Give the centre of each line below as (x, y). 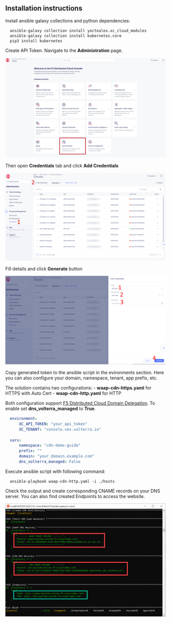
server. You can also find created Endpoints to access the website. (75, 496)
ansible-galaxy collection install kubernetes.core (66, 36)
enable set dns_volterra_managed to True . (50, 409)
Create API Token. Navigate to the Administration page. (64, 50)
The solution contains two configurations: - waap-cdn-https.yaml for (78, 388)
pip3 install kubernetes (36, 41)
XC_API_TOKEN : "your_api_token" (53, 424)
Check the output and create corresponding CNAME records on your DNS (83, 491)
